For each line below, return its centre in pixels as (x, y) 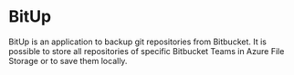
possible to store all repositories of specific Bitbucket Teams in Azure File (147, 51)
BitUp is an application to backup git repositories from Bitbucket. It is (137, 42)
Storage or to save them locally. (68, 61)
